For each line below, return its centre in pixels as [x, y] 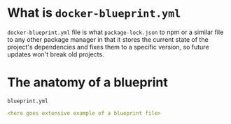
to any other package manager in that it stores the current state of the [108, 39]
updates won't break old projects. [56, 54]
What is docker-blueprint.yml [94, 13]
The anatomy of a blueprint [87, 83]
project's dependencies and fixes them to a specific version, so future [108, 47]
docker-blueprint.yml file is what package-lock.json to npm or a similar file [115, 32]
